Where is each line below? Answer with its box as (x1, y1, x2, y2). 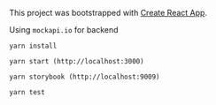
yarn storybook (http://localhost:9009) (9, 72, 161, 81)
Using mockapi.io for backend (9, 25, 119, 34)
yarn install (9, 41, 58, 50)
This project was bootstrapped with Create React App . (9, 8, 208, 18)
